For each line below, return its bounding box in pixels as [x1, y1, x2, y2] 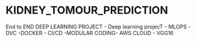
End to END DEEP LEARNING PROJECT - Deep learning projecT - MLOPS [5, 23, 187, 30]
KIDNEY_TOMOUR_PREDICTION [5, 4, 168, 17]
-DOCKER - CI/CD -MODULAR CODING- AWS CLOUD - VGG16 [17, 29, 174, 36]
